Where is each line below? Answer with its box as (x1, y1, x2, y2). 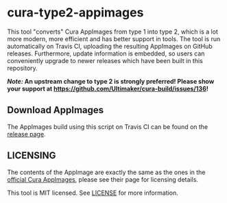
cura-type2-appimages (7, 5, 144, 21)
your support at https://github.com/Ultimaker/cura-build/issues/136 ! (7, 84, 209, 93)
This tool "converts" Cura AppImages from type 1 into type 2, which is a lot (7, 27, 218, 36)
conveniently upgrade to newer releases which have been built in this (7, 56, 204, 64)
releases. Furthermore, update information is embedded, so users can (7, 49, 205, 58)
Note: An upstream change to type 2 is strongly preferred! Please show (7, 77, 215, 85)
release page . (7, 130, 46, 138)
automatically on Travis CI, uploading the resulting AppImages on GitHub (7, 42, 213, 50)
